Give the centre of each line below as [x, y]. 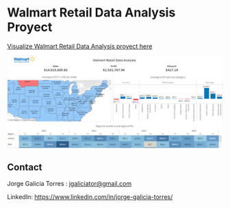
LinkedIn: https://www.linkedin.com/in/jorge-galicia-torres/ [90, 197]
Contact [25, 167]
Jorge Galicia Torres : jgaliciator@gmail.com [69, 184]
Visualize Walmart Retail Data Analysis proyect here [80, 46]
